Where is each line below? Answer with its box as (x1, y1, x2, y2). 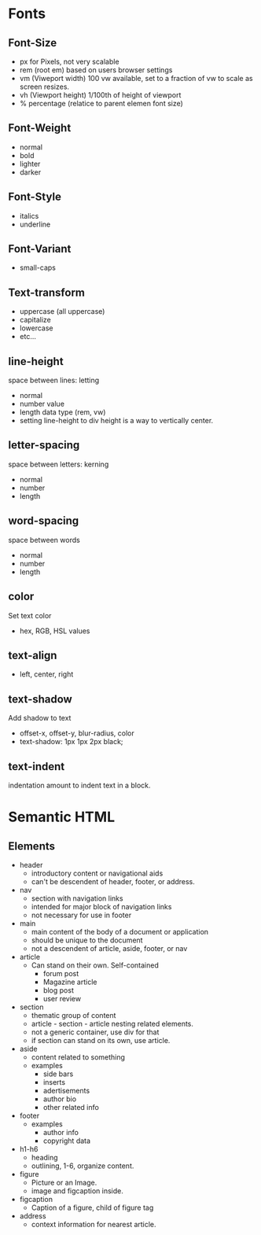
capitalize (19, 315, 51, 325)
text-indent (8, 760, 65, 773)
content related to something (31, 1052, 126, 1062)
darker (19, 167, 42, 177)
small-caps (19, 263, 57, 272)
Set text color (8, 610, 52, 620)
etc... (19, 332, 37, 341)
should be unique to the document (31, 935, 143, 945)
